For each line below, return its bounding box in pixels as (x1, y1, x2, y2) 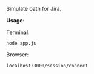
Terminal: (6, 29, 30, 36)
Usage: (6, 17, 25, 24)
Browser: (6, 51, 29, 58)
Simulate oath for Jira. (6, 5, 62, 12)
